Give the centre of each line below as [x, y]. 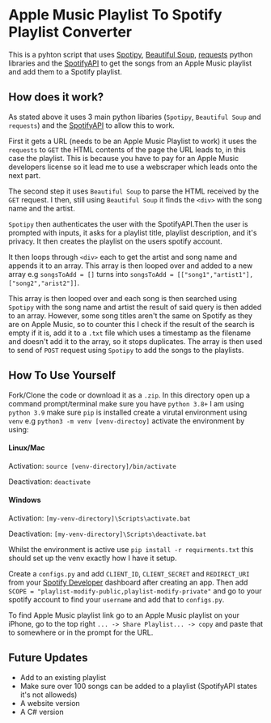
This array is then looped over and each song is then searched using [123, 298]
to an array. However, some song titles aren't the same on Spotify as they [131, 315]
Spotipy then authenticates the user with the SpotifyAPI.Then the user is [128, 223]
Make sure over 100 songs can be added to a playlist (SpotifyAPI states [138, 686]
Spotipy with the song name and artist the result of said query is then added [135, 307]
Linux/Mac [27, 448]
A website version [50, 703]
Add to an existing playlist [63, 677]
